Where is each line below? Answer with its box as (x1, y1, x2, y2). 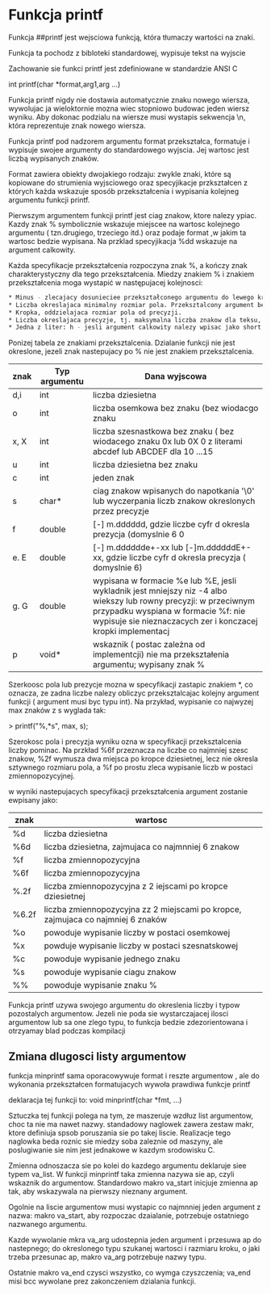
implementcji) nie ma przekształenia (92, 649, 230, 660)
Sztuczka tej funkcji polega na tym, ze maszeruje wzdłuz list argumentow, (8, 1111, 254, 1120)
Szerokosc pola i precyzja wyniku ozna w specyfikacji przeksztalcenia (8, 737, 242, 746)
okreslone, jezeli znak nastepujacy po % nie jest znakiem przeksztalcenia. (8, 347, 254, 356)
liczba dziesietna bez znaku (92, 459, 198, 470)
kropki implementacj (92, 626, 170, 637)
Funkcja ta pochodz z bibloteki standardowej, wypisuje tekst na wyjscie (8, 48, 246, 57)
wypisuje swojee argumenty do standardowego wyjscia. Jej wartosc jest (8, 145, 250, 154)
